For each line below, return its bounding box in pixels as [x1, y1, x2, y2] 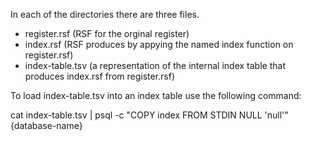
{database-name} [10, 120, 83, 131]
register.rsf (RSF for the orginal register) [24, 28, 190, 39]
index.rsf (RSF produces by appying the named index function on [24, 39, 294, 50]
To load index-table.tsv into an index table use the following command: [10, 90, 302, 101]
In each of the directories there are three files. [10, 9, 200, 20]
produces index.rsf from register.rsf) [24, 70, 176, 82]
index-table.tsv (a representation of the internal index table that [24, 60, 286, 71]
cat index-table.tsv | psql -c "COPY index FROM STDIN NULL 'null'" [10, 109, 289, 121]
